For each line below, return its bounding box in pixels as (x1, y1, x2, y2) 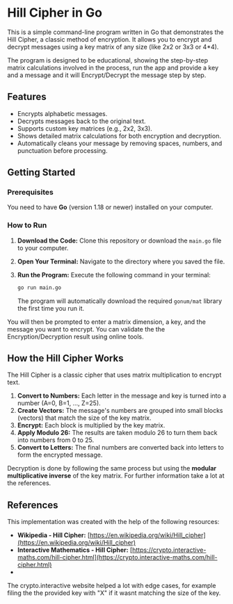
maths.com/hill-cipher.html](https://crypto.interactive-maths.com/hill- (17, 553, 218, 562)
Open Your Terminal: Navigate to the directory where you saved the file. (17, 257, 225, 266)
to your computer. (17, 243, 69, 252)
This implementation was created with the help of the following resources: (7, 518, 220, 526)
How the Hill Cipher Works (7, 352, 124, 364)
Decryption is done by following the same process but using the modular (7, 464, 217, 473)
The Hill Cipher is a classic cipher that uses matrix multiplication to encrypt (7, 370, 222, 379)
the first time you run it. (17, 304, 85, 312)
